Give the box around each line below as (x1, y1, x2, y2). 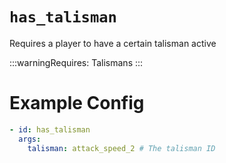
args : (18, 134, 42, 144)
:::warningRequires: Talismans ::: (9, 56, 144, 68)
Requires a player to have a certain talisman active (9, 37, 217, 49)
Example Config (9, 92, 145, 115)
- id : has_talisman (9, 124, 91, 135)
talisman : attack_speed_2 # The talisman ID (27, 143, 216, 153)
